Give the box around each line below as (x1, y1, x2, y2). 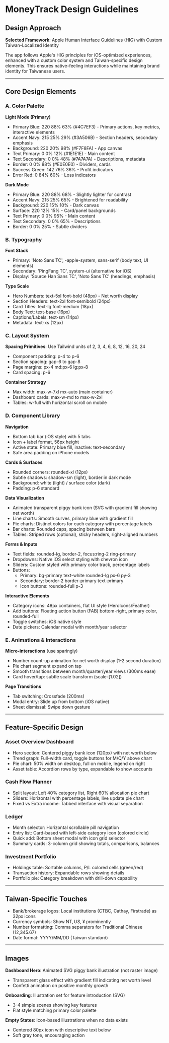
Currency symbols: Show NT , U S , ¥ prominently (12, 919, 111, 925)
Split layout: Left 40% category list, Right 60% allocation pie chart (12, 790, 149, 796)
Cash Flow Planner (5, 778, 52, 785)
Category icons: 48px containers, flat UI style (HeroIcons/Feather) (12, 602, 150, 608)
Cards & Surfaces (5, 459, 43, 465)
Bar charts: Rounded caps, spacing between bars (12, 526, 116, 532)
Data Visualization (5, 495, 44, 501)
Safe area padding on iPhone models (12, 449, 90, 455)
